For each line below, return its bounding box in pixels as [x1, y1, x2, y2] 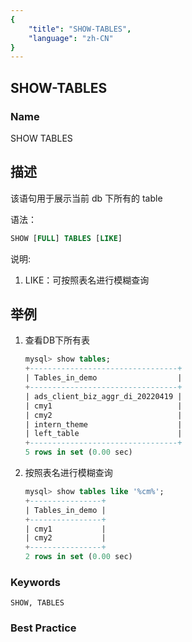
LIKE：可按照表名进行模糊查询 [24, 274, 150, 286]
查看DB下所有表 [24, 334, 91, 346]
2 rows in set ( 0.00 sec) [24, 552, 133, 562]
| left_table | [24, 429, 183, 439]
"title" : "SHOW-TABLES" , [28, 24, 132, 34]
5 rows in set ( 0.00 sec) [24, 447, 133, 458]
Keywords [10, 575, 61, 589]
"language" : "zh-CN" [28, 33, 114, 43]
